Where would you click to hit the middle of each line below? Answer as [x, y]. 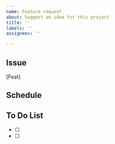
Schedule [24, 95]
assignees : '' [24, 34]
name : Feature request [34, 12]
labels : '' [19, 28]
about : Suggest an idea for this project [58, 17]
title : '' [18, 22]
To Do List [25, 115]
